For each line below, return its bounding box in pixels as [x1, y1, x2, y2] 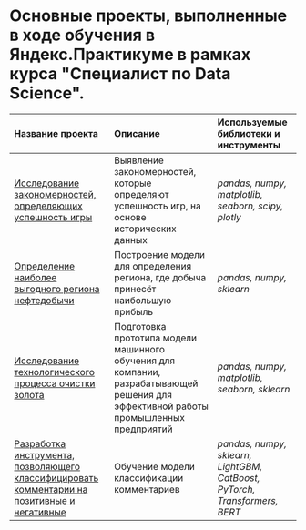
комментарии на [14, 483, 88, 495]
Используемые [217, 116, 289, 128]
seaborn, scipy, [217, 199, 284, 212]
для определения [113, 260, 192, 272]
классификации [113, 471, 184, 484]
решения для [113, 388, 173, 401]
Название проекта [14, 127, 98, 139]
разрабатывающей [113, 377, 199, 390]
